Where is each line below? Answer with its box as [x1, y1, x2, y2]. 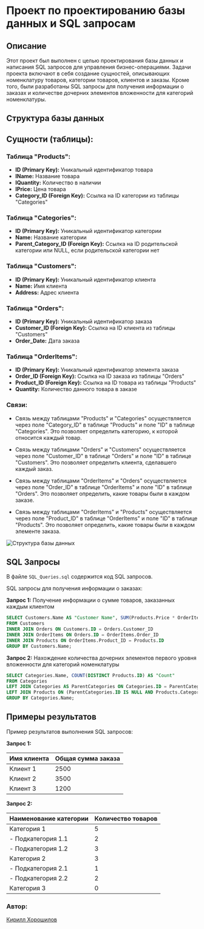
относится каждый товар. [15, 434, 82, 441]
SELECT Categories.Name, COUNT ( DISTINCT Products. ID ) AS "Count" [6, 672, 175, 678]
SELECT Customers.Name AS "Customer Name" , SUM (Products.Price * [6, 615, 175, 621]
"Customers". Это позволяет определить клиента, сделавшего [15, 459, 177, 466]
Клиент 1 [9, 764, 36, 773]
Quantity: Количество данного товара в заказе [15, 386, 138, 393]
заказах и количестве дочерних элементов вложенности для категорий [6, 89, 193, 96]
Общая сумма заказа [55, 754, 120, 762]
